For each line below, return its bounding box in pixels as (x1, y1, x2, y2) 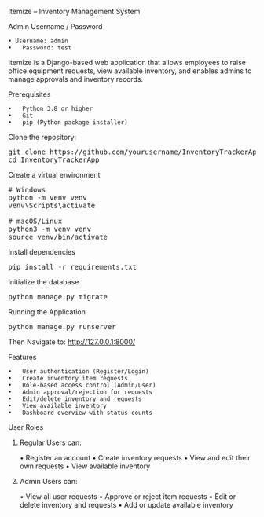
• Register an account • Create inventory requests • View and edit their (19, 453, 251, 462)
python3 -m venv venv (8, 225, 92, 233)
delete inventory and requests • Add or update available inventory (19, 500, 233, 509)
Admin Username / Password (8, 22, 103, 31)
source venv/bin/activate (8, 233, 108, 241)
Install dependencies (8, 247, 76, 256)
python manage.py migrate (8, 292, 108, 301)
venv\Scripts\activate (8, 201, 96, 210)
